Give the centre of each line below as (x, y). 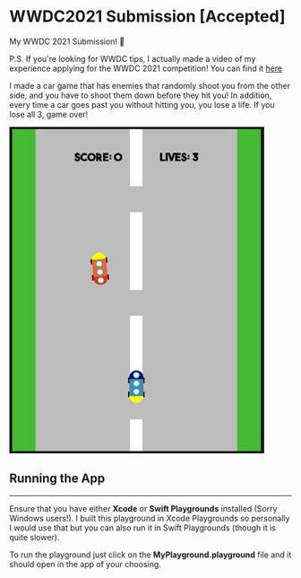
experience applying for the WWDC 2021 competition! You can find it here (146, 68)
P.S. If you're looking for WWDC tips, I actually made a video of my (133, 58)
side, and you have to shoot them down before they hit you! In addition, (141, 95)
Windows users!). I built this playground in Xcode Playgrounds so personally (150, 518)
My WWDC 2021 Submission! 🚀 (67, 41)
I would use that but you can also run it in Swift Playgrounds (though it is (142, 528)
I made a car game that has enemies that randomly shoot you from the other (150, 85)
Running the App (57, 479)
